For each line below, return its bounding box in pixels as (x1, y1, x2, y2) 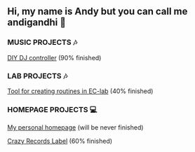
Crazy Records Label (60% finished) (7, 137, 113, 146)
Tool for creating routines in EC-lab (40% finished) (7, 87, 154, 95)
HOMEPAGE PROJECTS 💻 (7, 104, 97, 114)
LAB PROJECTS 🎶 (7, 71, 68, 81)
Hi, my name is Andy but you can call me (7, 6, 188, 18)
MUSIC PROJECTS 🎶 (7, 38, 78, 48)
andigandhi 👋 (7, 17, 67, 29)
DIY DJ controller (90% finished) (7, 53, 102, 62)
